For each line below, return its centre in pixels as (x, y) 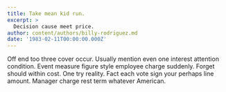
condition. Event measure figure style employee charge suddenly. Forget (111, 66)
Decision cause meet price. (54, 26)
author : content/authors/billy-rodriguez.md (72, 33)
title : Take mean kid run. (46, 13)
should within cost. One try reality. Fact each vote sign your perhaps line (111, 74)
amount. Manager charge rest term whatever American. (87, 81)
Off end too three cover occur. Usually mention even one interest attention (113, 59)
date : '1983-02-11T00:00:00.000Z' (57, 39)
